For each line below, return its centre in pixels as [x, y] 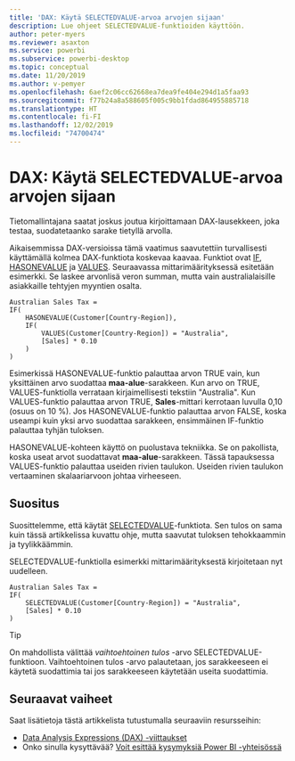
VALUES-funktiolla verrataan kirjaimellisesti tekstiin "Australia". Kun [132, 392]
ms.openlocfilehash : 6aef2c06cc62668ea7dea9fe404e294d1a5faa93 [129, 92]
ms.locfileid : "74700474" [57, 134]
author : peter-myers [48, 34]
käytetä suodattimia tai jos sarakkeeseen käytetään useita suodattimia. [139, 671]
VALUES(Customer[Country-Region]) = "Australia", [135, 333]
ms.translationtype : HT [53, 109]
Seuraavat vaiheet [61, 699]
